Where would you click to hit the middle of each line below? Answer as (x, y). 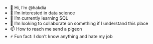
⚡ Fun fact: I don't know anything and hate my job (61, 36)
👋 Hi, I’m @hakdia (28, 8)
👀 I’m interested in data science (42, 13)
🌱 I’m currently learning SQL (39, 18)
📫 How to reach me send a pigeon (46, 29)
